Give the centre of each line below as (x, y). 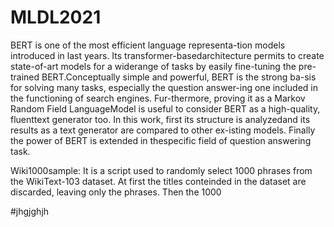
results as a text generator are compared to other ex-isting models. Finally (163, 130)
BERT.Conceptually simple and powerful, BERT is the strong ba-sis (179, 77)
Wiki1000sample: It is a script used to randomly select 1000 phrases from (161, 170)
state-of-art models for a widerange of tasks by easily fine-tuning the (153, 66)
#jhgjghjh (30, 211)
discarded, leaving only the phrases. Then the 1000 (116, 192)
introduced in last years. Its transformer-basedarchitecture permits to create (167, 55)
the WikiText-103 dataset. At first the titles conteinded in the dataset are (158, 181)
